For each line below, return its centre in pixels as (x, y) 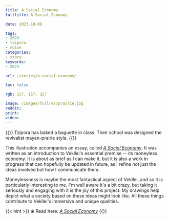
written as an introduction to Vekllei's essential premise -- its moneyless (81, 153)
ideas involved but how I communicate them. (52, 169)
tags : (11, 33)
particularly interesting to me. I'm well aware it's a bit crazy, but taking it (81, 185)
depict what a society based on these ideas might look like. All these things (84, 195)
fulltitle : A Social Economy (36, 15)
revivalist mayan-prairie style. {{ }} (41, 138)
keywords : (16, 62)
